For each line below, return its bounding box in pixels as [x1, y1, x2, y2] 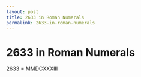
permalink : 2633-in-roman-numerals [6, 20, 95, 26]
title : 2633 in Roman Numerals [6, 14, 85, 20]
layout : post [6, 8, 39, 15]
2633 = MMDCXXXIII [6, 65, 58, 72]
